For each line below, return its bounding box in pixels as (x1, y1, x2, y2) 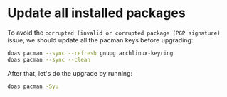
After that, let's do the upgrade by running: (7, 69, 133, 77)
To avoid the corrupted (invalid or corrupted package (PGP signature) (7, 28, 221, 37)
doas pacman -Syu (7, 83, 59, 90)
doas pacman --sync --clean (7, 56, 91, 63)
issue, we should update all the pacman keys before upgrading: (7, 35, 194, 44)
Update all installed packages (7, 5, 186, 21)
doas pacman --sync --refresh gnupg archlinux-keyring (7, 50, 174, 57)
